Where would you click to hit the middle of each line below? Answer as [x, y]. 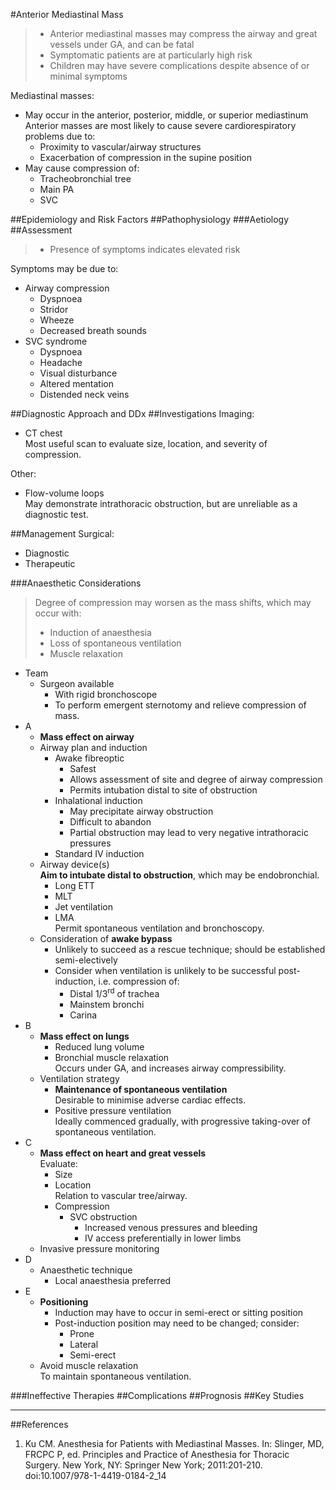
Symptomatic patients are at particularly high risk [151, 55]
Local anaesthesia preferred [113, 1280]
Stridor [54, 309]
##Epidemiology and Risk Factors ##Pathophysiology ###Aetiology [150, 219]
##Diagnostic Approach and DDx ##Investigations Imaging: [132, 413]
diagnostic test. [56, 514]
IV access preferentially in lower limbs [163, 1238]
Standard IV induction [99, 853]
